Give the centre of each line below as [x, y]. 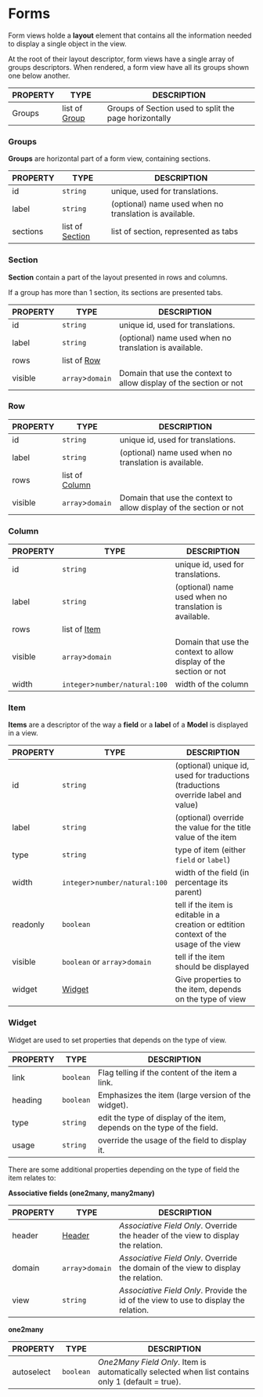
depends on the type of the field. [158, 1127]
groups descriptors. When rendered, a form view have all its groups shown [128, 67]
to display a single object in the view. [67, 43]
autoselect [31, 1372]
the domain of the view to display [180, 1268]
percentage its [202, 882]
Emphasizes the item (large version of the [174, 1095]
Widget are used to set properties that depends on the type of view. [117, 1040]
